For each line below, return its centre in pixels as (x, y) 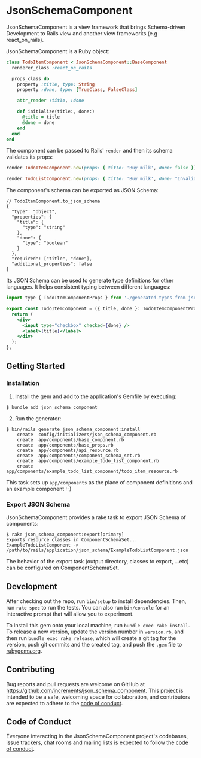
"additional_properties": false (52, 264)
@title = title (41, 117)
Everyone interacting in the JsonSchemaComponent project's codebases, (97, 736)
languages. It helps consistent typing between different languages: (89, 287)
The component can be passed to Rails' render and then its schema (89, 151)
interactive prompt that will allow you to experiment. (70, 614)
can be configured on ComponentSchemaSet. (63, 568)
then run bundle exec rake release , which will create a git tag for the (91, 638)
